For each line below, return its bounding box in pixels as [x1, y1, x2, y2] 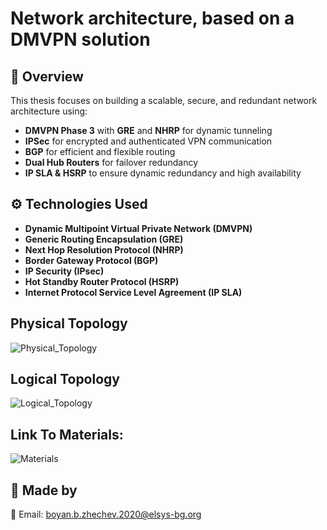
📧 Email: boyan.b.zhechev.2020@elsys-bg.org [10, 508, 202, 521]
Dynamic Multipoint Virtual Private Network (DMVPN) [24, 222, 253, 234]
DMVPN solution [10, 28, 151, 51]
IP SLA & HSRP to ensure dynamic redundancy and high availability [24, 167, 302, 179]
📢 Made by [10, 482, 78, 499]
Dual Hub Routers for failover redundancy [24, 157, 198, 168]
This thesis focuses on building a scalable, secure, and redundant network [10, 95, 318, 106]
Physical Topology [10, 315, 128, 332]
